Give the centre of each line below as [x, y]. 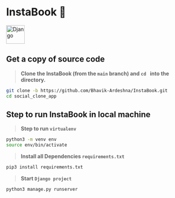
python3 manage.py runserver [42, 189]
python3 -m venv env [32, 139]
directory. [33, 80]
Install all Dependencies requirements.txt [72, 157]
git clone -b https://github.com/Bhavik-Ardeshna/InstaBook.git [87, 90]
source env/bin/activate [37, 145]
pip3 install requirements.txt [45, 167]
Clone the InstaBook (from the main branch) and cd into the [95, 73]
